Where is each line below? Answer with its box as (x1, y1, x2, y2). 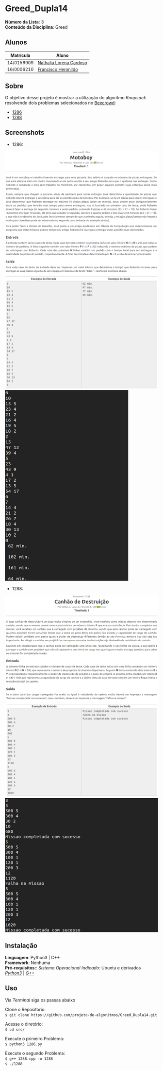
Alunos (5, 38, 28, 47)
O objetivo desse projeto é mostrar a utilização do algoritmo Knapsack (5, 95, 147, 101)
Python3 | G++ (5, 970, 35, 976)
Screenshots (5, 128, 45, 137)
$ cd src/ (5, 1027, 25, 1032)
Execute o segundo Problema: (5, 1050, 65, 1056)
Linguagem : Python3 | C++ (5, 954, 60, 960)
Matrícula (10, 53, 31, 58)
